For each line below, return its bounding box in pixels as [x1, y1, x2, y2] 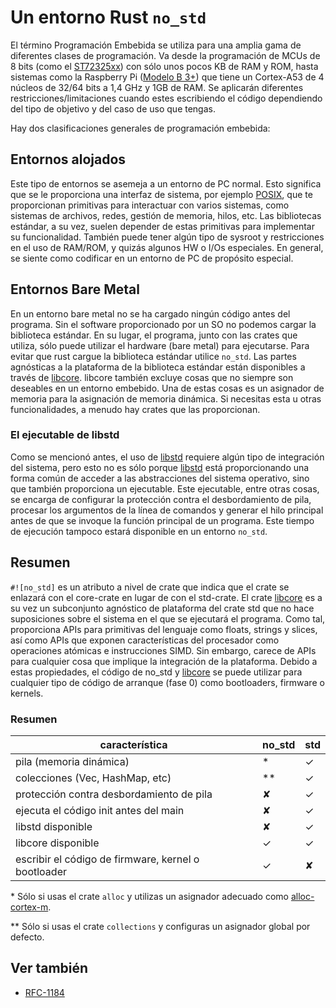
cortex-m [10, 901, 49, 913]
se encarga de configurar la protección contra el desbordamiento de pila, [10, 493, 312, 505]
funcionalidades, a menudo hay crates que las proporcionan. [10, 403, 261, 415]
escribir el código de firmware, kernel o [15, 852, 200, 866]
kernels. [10, 687, 44, 699]
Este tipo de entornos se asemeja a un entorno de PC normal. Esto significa [10, 177, 322, 190]
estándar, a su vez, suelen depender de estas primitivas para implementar [10, 220, 316, 232]
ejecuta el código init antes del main [15, 803, 185, 817]
